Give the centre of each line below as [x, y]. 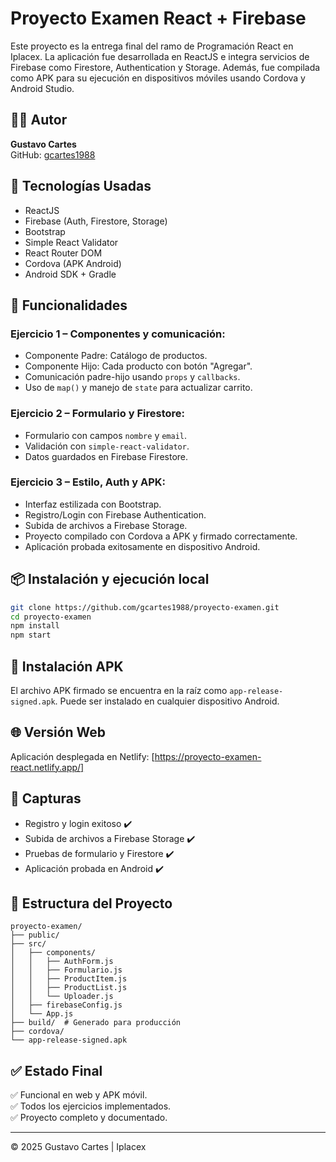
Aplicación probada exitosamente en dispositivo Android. [142, 546]
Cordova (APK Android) [73, 263]
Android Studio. [42, 88]
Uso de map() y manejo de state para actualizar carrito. [138, 388]
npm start [31, 635]
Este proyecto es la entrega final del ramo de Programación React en [152, 46]
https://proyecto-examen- [208, 756]
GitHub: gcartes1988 [53, 154]
